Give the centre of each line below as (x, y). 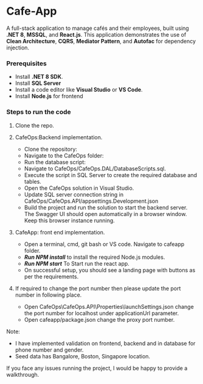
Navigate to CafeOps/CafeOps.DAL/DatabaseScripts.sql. (95, 168)
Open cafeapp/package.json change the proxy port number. (99, 319)
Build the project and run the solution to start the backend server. (106, 207)
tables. (33, 181)
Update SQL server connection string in (74, 194)
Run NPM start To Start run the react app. (77, 263)
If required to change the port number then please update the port (98, 288)
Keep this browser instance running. (70, 220)
